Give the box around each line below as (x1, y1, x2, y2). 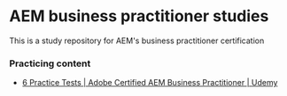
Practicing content (9, 57, 91, 70)
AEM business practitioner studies (9, 6, 269, 26)
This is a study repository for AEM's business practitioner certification (9, 35, 265, 46)
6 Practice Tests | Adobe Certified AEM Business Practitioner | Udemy (21, 78, 278, 88)
